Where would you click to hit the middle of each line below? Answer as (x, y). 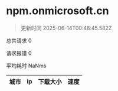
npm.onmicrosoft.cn (58, 11)
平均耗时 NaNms (26, 66)
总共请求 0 (19, 40)
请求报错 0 (19, 53)
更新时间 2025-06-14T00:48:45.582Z (66, 28)
